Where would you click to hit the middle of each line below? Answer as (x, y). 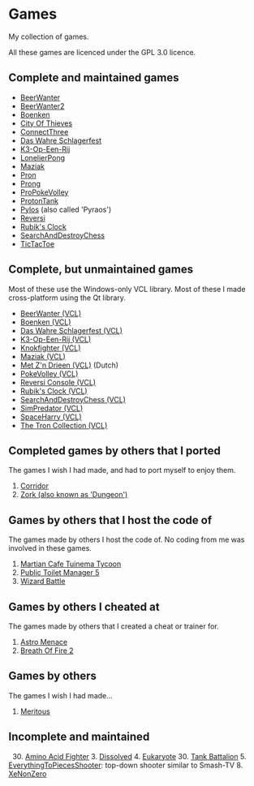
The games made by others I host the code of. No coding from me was (127, 539)
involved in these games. (50, 548)
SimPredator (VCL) (52, 408)
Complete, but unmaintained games (101, 270)
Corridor (34, 486)
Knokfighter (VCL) (50, 348)
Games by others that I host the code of (110, 520)
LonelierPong (43, 157)
